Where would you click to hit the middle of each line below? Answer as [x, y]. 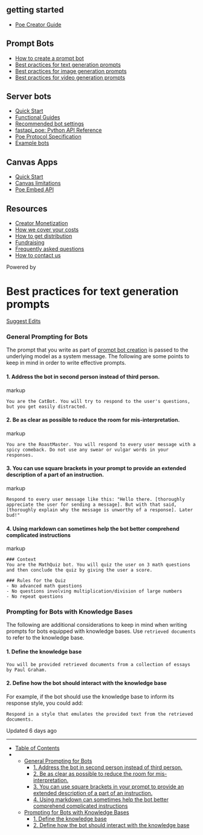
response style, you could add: [45, 703]
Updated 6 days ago [32, 730]
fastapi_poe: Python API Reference [58, 130]
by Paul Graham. [27, 670]
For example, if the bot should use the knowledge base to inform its [90, 696]
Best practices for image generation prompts [71, 71]
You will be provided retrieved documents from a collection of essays [98, 664]
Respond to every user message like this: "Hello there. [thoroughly [96, 499]
